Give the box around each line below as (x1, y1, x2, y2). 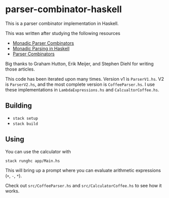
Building (5, 102, 32, 110)
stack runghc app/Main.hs (5, 158, 60, 163)
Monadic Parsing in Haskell (12, 45, 70, 51)
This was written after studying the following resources (5, 30, 121, 36)
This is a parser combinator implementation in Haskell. (5, 20, 119, 26)
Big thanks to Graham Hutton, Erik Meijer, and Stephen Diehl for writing (5, 60, 154, 67)
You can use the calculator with (5, 148, 71, 154)
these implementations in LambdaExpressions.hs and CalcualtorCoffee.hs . (5, 86, 159, 92)
